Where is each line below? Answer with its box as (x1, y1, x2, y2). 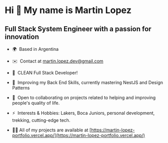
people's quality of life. (12, 100, 60, 106)
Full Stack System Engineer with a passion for (5, 25, 152, 33)
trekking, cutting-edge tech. (12, 117, 71, 123)
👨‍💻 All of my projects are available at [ (12, 127, 91, 133)
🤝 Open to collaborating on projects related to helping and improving (12, 95, 156, 100)
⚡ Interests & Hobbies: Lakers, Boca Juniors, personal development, (12, 110, 155, 116)
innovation (5, 32, 39, 41)
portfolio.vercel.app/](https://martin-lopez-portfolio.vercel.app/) (12, 132, 145, 138)
